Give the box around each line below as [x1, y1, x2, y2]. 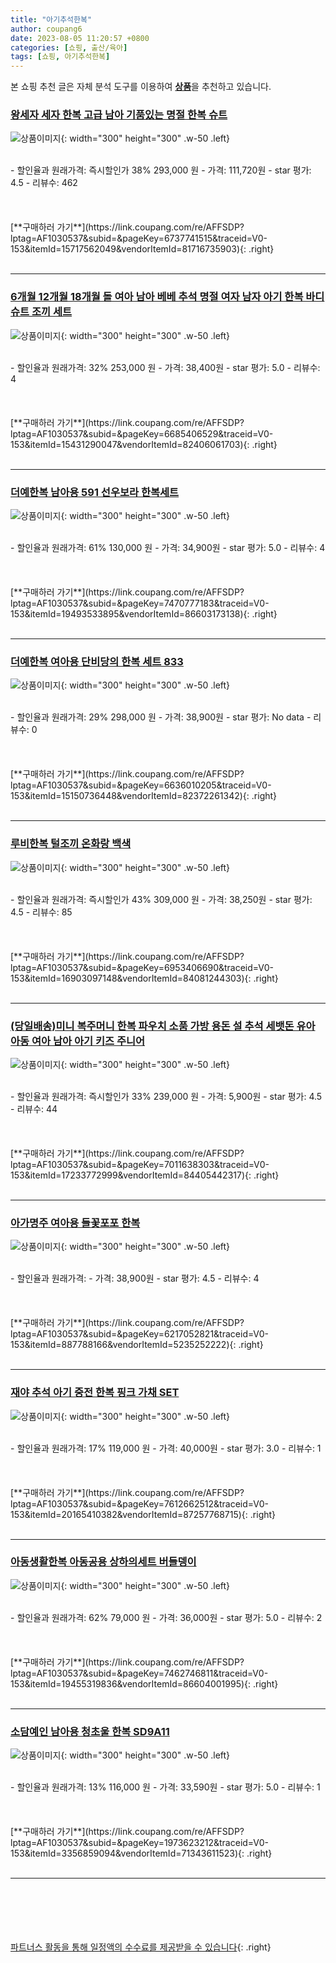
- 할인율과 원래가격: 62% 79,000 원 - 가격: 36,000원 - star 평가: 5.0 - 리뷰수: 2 [10, 1611, 323, 1623]
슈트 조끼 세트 [10, 305, 73, 319]
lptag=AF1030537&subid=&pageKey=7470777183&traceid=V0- [10, 597, 270, 610]
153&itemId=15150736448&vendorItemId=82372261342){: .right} [10, 790, 278, 802]
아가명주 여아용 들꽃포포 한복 [10, 1216, 141, 1230]
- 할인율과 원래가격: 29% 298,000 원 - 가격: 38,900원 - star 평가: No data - [10, 711, 312, 723]
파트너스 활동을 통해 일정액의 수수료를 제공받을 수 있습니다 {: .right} [10, 1941, 272, 1953]
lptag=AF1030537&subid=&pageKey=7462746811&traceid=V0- [10, 1667, 269, 1679]
